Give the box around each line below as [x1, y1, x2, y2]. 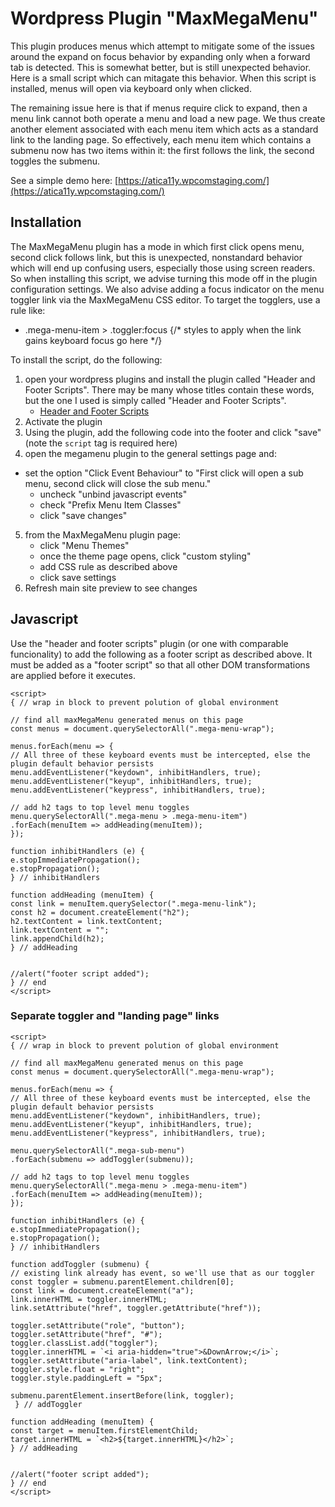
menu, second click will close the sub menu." [24, 477, 212, 489]
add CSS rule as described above [39, 560, 178, 572]
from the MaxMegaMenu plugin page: [24, 528, 182, 541]
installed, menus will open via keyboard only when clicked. [10, 82, 252, 94]
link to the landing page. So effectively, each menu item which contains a [10, 133, 312, 146]
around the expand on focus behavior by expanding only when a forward [10, 50, 311, 62]
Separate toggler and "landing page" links [10, 1009, 220, 1023]
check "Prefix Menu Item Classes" [39, 498, 182, 511]
